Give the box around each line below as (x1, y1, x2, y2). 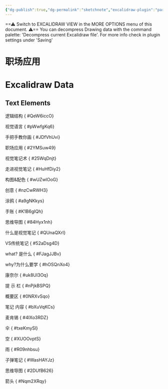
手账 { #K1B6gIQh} (5, 208, 43, 214)
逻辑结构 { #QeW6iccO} (5, 113, 54, 119)
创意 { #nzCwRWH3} (5, 187, 48, 193)
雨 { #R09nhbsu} (5, 346, 40, 352)
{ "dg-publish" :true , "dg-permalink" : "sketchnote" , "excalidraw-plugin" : (5, 7, 155, 12)
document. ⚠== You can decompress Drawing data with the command (5, 26, 151, 32)
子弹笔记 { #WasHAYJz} (5, 357, 54, 363)
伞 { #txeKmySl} (5, 325, 38, 331)
